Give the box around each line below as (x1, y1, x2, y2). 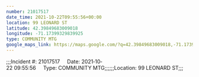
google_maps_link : (6, 42, 52, 48)
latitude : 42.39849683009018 (6, 25, 78, 31)
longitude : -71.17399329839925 (6, 31, 84, 37)
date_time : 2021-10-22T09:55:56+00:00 (6, 14, 102, 20)
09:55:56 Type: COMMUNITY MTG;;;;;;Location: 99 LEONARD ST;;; (14, 64, 184, 71)
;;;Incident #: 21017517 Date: (6, 57, 81, 65)
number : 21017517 (6, 8, 49, 15)
